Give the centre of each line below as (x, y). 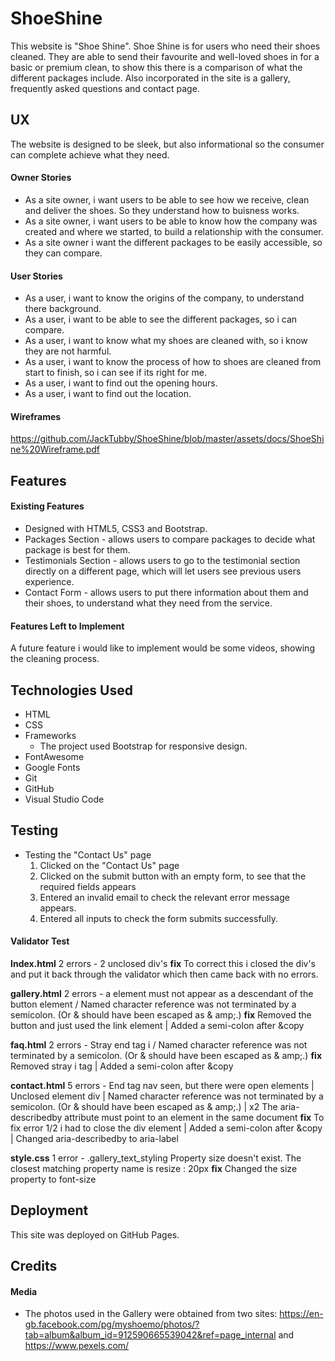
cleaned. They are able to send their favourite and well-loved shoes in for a (165, 56)
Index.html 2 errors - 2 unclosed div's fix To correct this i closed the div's (163, 963)
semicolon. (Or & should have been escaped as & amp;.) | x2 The (144, 1106)
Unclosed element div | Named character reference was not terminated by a (167, 1096)
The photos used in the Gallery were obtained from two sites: (151, 1314)
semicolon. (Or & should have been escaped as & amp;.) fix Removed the (161, 1014)
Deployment (49, 1210)
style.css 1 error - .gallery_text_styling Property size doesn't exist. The (156, 1158)
